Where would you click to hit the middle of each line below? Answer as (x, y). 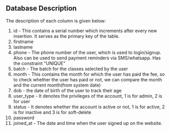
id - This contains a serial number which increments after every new (85, 31)
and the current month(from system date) (57, 85)
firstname (23, 41)
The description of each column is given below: (56, 20)
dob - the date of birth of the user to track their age (67, 90)
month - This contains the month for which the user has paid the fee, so (89, 74)
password (24, 118)
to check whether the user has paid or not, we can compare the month (88, 79)
